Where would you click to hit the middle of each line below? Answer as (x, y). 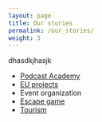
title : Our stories (41, 23)
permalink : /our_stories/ (51, 30)
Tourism (33, 110)
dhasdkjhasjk (30, 61)
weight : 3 (25, 38)
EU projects (39, 85)
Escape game (42, 101)
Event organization (51, 93)
